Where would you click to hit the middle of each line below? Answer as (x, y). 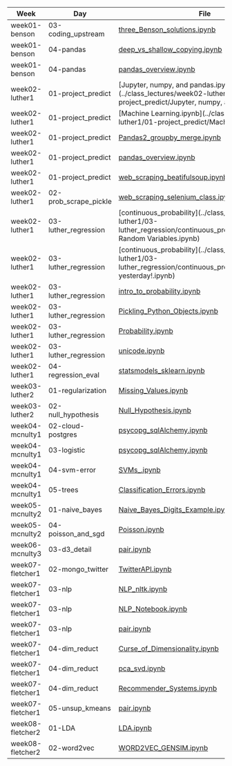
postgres (62, 434)
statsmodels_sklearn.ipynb (162, 371)
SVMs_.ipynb (139, 470)
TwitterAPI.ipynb (145, 569)
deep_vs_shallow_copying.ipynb (170, 49)
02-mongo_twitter (78, 569)
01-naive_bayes (75, 509)
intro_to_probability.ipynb (159, 291)
